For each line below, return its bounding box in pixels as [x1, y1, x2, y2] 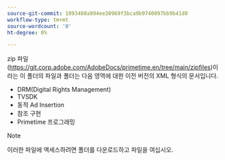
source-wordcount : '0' [7, 23, 72, 29]
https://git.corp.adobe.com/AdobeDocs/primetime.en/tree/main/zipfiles [9, 63, 211, 72]
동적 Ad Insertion [16, 101, 65, 109]
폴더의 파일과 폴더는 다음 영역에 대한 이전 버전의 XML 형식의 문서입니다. [27, 72, 219, 80]
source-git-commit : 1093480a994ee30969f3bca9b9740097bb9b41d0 [7, 10, 188, 17]
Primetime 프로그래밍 [16, 118, 75, 126]
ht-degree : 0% [7, 29, 48, 36]
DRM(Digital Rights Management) [16, 85, 111, 94]
